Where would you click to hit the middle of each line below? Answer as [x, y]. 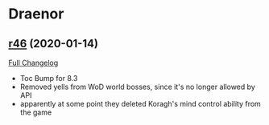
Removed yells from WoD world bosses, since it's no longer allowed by [137, 87]
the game [36, 112]
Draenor [36, 14]
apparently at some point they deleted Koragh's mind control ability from [141, 104]
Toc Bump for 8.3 [49, 78]
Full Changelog [33, 62]
